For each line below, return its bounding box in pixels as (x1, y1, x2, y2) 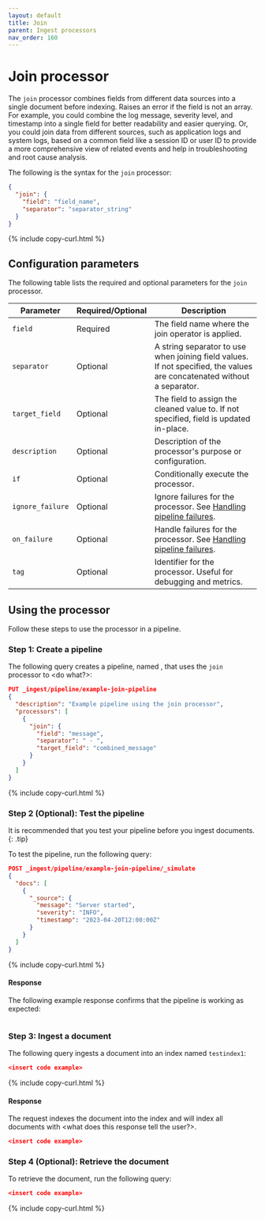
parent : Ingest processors (8, 26, 97, 34)
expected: (8, 1004, 41, 1013)
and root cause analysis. (8, 153, 88, 162)
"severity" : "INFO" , (36, 909, 104, 917)
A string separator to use (154, 341, 247, 352)
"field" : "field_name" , (22, 198, 101, 205)
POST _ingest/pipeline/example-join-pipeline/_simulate (8, 865, 196, 873)
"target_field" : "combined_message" (36, 744, 157, 752)
